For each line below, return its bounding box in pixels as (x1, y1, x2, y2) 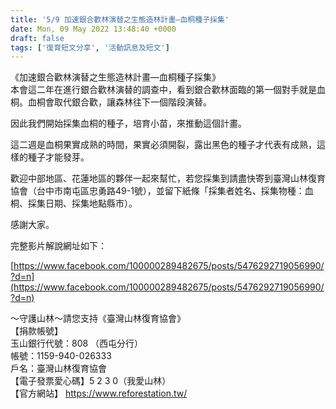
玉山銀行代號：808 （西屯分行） (10, 337, 144, 350)
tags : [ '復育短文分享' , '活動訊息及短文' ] (10, 42, 170, 53)
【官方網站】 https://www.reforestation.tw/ (10, 387, 188, 400)
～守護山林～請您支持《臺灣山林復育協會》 (10, 312, 186, 325)
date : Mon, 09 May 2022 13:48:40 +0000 (10, 24, 177, 34)
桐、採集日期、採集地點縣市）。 (10, 197, 138, 210)
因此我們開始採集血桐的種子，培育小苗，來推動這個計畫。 (10, 117, 247, 130)
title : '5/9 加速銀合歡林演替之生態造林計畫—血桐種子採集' (10, 14, 230, 25)
